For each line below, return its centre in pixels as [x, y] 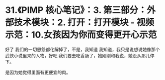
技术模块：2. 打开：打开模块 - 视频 [84, 22]
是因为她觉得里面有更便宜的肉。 [38, 72]
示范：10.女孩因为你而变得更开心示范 [81, 35]
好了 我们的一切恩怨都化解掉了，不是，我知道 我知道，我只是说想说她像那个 [82, 49]
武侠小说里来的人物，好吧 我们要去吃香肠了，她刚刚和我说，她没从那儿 [78, 55]
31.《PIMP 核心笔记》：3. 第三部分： [76, 10]
